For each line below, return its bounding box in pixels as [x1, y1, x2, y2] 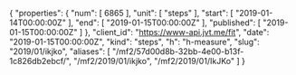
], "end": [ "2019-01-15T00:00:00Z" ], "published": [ [67, 17, 261, 28]
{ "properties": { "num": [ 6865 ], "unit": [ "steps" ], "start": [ [9, 8, 234, 18]
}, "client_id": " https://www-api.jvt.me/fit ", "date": [84, 27, 270, 37]
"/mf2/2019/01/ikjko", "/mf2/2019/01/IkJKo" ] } [73, 56, 246, 66]
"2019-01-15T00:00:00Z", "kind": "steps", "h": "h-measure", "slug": [9, 36, 260, 47]
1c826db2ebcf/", [9, 56, 72, 66]
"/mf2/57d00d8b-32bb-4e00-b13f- [111, 46, 244, 57]
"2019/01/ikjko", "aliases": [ [9, 46, 110, 57]
